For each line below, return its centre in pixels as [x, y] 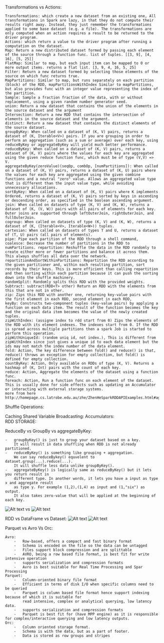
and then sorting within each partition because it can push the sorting [82, 273]
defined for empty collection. [37, 359]
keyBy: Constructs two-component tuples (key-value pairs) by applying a [82, 303]
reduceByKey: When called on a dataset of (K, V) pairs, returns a [75, 149]
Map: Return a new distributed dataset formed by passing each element [79, 50]
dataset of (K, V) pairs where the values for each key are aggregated [79, 153]
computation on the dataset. [35, 46]
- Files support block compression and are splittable [73, 550]
